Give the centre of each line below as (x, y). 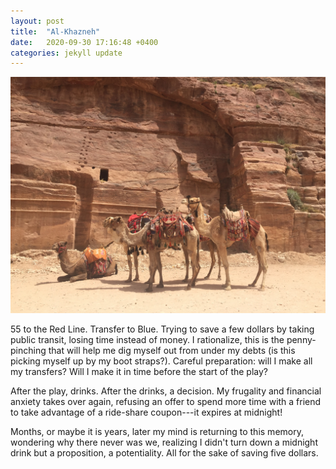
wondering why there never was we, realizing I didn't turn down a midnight (164, 442)
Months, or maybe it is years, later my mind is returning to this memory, (157, 432)
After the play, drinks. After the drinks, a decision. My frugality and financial (166, 391)
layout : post (37, 21)
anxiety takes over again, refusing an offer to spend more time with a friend (166, 402)
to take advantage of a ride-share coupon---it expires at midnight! (146, 412)
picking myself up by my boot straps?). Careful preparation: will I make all (161, 361)
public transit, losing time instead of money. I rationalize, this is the (147, 340)
